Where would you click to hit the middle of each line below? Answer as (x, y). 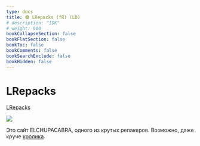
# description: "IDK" (33, 23)
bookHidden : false (29, 61)
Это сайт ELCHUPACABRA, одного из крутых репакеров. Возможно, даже (100, 130)
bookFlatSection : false (36, 39)
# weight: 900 (24, 28)
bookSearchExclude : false (38, 56)
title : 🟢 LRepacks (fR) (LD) (43, 17)
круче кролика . (26, 136)
